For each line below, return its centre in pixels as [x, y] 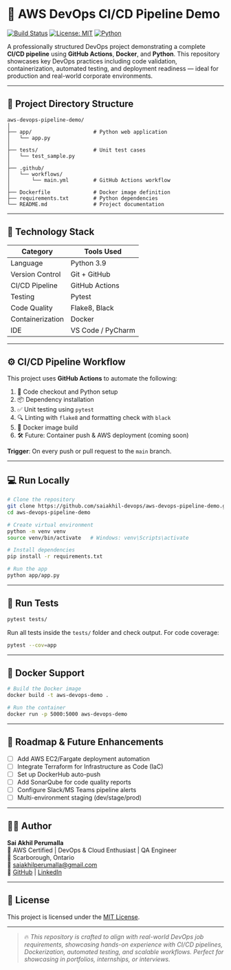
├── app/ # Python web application [87, 132]
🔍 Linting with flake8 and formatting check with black [94, 418]
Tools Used [103, 251]
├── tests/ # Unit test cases [77, 150]
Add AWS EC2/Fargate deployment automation [83, 758]
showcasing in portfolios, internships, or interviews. [97, 959]
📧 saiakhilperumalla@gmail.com [52, 865]
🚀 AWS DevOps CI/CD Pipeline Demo [114, 14]
